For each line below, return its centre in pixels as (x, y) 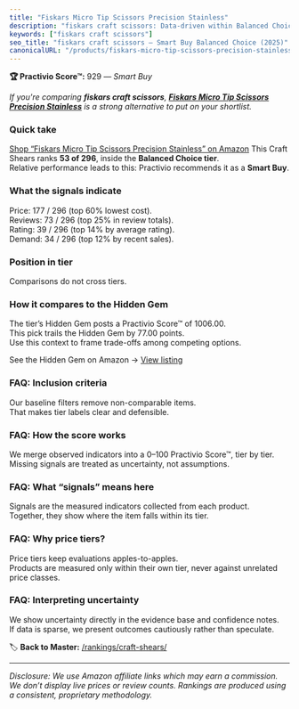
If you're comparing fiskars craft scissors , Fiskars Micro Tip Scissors (139, 97)
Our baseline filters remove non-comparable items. (103, 403)
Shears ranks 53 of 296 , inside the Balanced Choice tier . (114, 159)
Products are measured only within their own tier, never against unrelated (144, 567)
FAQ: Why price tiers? (57, 539)
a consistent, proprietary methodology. (81, 695)
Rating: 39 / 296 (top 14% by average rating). (92, 229)
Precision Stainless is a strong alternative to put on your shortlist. (130, 107)
